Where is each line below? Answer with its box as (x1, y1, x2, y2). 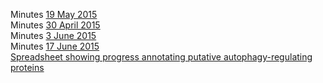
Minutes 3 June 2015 (10, 30, 97, 41)
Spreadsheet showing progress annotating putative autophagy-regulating (10, 51, 313, 63)
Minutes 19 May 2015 (10, 9, 98, 20)
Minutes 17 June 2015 (10, 40, 100, 52)
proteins (10, 62, 45, 73)
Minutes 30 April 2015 (10, 19, 101, 31)
